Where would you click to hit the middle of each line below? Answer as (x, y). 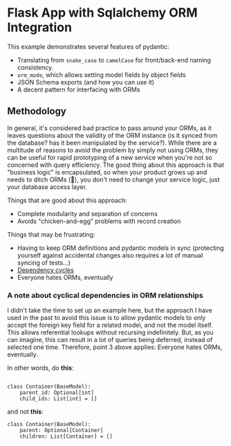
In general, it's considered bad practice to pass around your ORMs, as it (110, 128)
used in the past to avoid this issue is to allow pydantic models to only (107, 318)
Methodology (37, 111)
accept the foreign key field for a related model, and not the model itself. (110, 325)
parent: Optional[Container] (62, 431)
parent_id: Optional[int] (57, 393)
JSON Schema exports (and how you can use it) (85, 82)
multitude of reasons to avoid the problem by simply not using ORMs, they (113, 150)
